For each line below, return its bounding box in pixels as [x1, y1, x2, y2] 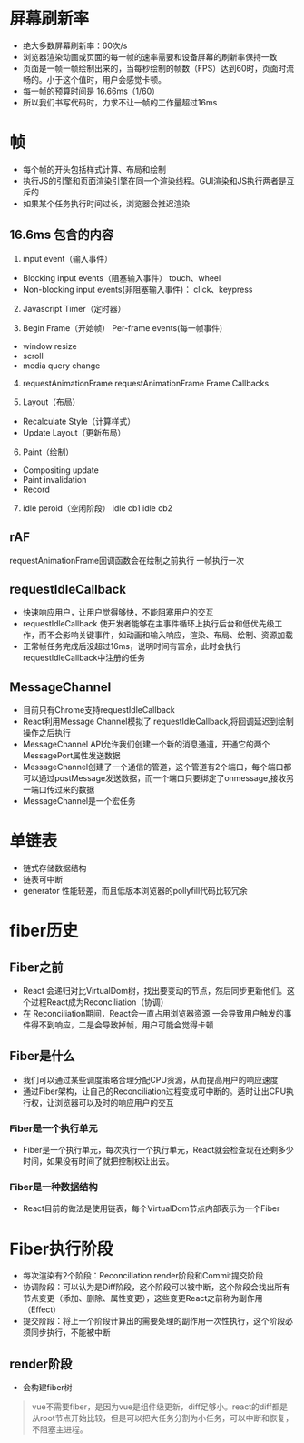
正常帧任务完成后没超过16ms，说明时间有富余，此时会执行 [22, 641, 241, 652]
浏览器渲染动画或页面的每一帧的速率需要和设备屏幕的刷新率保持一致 [22, 51, 278, 62]
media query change [22, 360, 101, 371]
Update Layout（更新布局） [22, 426, 126, 437]
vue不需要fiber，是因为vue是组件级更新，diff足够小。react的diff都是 [31, 1401, 289, 1412]
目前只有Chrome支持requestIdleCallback [22, 705, 175, 716]
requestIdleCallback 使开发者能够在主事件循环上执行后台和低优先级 [22, 618, 275, 629]
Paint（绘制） [22, 446, 74, 457]
